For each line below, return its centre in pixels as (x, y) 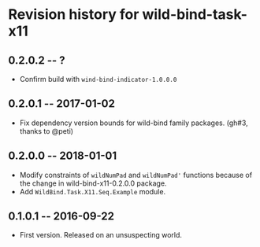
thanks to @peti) (46, 131)
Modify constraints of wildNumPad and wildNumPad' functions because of (136, 175)
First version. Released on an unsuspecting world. (101, 235)
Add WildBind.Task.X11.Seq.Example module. (93, 191)
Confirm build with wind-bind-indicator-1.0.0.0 (98, 79)
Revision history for (74, 15)
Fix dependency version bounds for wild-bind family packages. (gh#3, (134, 123)
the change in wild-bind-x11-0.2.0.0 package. (93, 183)
